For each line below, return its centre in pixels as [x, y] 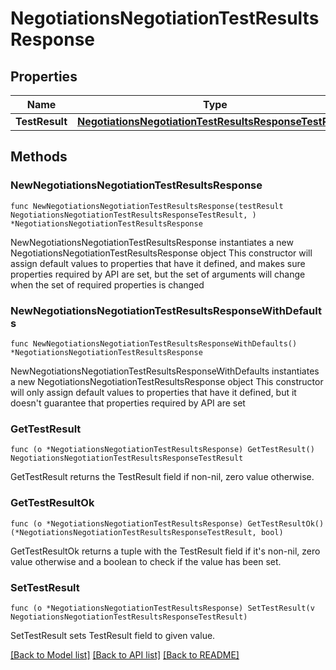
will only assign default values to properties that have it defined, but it [153, 392]
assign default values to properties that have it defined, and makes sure [158, 263]
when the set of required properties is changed [107, 284]
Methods [39, 157]
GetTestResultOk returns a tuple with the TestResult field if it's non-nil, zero [165, 551]
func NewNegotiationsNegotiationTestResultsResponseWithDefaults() [154, 343]
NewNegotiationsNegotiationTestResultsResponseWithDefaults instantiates [165, 371]
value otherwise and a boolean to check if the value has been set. [146, 561]
